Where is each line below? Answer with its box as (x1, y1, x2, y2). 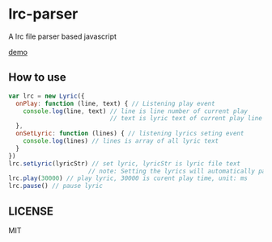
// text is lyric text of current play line (109, 115, 263, 123)
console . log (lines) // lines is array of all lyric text (23, 137, 219, 145)
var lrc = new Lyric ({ (8, 92, 85, 100)
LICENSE (8, 204, 54, 218)
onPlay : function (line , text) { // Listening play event (15, 99, 216, 107)
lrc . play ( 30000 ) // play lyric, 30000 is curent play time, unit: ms (8, 174, 249, 182)
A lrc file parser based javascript (8, 31, 117, 41)
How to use (8, 70, 66, 85)
